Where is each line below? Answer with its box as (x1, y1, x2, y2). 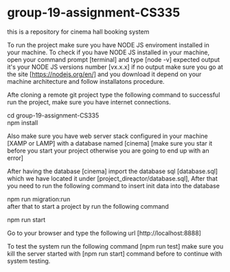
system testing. (7, 256, 51, 265)
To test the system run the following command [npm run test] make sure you (7, 242, 224, 250)
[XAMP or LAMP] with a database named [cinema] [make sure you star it (7, 139, 213, 147)
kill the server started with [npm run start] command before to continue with (7, 249, 222, 258)
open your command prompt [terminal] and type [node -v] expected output (7, 55, 220, 63)
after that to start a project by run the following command (7, 202, 170, 210)
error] (7, 153, 24, 162)
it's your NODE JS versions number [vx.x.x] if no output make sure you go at (7, 63, 223, 71)
